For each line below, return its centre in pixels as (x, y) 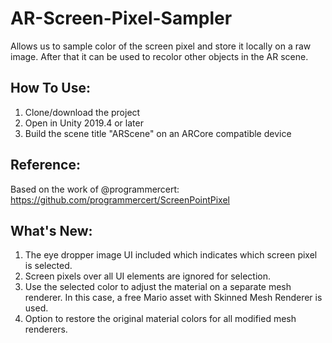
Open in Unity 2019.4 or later (84, 123)
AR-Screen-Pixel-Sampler (121, 18)
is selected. (48, 266)
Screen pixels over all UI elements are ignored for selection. (147, 276)
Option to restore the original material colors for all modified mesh (160, 319)
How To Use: (50, 88)
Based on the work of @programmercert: (95, 189)
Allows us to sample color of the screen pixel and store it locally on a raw (161, 46)
